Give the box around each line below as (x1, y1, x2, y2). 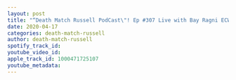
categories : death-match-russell (7, 29, 105, 37)
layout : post (7, 10, 46, 17)
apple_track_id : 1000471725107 (7, 56, 99, 63)
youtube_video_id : (7, 49, 61, 56)
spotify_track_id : (7, 42, 61, 49)
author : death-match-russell (7, 36, 93, 43)
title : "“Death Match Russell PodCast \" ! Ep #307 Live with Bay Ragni (7, 17, 218, 24)
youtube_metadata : (7, 62, 61, 69)
